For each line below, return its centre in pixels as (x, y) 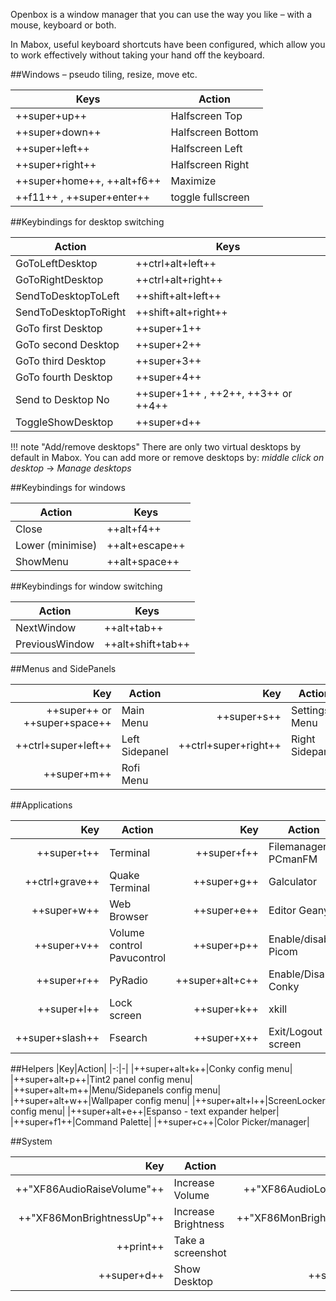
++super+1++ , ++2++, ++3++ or (214, 393)
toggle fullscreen (210, 197)
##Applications (41, 805)
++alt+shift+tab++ (147, 644)
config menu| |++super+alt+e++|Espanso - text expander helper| (145, 1111)
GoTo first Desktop (59, 328)
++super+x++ (226, 1037)
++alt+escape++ (146, 545)
